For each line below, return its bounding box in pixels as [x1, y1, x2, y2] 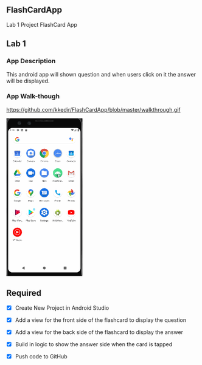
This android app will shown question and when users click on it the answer [6, 70, 197, 78]
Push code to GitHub [15, 352, 68, 360]
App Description [6, 57, 56, 66]
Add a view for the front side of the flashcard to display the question [15, 316, 187, 324]
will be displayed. [6, 77, 50, 84]
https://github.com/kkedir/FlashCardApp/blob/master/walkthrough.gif [6, 106, 181, 113]
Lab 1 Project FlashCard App [6, 21, 77, 28]
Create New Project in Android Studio [15, 304, 110, 312]
